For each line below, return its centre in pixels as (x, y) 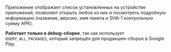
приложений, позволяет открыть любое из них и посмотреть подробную (85, 13)
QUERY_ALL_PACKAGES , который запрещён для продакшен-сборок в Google (85, 38)
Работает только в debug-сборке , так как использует (65, 33)
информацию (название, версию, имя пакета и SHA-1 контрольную (79, 18)
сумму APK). (19, 23)
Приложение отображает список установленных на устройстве (75, 7)
